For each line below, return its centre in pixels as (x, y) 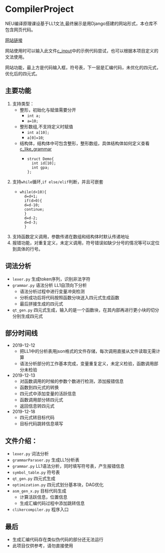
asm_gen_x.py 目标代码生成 (39, 491)
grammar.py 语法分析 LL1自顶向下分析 (50, 285)
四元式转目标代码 (37, 418)
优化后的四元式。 (22, 73)
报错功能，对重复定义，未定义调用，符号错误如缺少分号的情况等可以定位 (86, 243)
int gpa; (40, 167)
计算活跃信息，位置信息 (43, 497)
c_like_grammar (36, 149)
